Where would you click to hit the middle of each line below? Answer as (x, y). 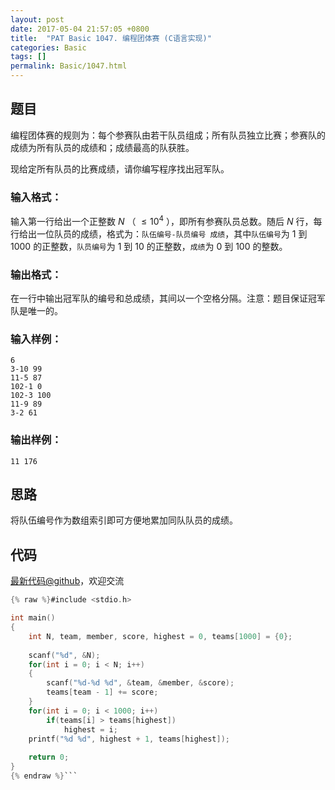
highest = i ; (90, 729)
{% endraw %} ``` (44, 776)
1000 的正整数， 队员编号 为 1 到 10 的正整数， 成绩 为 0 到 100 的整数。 (149, 246)
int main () (33, 618)
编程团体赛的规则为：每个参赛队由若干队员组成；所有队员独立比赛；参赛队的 (168, 135)
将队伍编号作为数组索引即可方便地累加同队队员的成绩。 (124, 520)
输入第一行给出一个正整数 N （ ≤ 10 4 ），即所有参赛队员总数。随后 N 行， (162, 220)
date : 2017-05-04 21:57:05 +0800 (80, 29)
